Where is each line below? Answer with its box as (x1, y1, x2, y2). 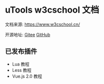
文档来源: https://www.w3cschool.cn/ (5, 21, 80, 27)
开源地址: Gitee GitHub (5, 32, 51, 37)
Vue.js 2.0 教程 (12, 73, 42, 79)
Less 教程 (12, 67, 32, 73)
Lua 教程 (12, 61, 30, 67)
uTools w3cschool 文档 (5, 4, 100, 16)
